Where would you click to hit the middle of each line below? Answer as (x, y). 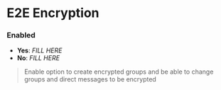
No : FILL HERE (38, 58)
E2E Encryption (53, 13)
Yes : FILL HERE (39, 50)
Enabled (21, 35)
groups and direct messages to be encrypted (90, 79)
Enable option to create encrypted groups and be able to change (119, 72)
